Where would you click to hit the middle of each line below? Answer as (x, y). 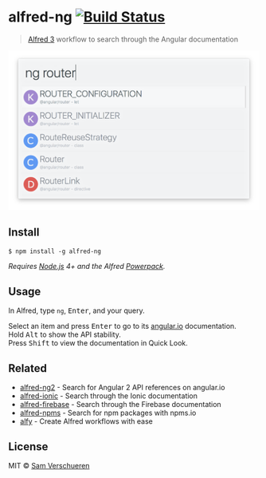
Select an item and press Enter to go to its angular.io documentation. (122, 326)
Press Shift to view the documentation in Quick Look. (98, 343)
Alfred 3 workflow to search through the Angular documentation (133, 39)
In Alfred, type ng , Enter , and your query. (76, 310)
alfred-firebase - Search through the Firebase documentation (120, 405)
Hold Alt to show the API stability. (65, 334)
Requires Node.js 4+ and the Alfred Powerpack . (87, 267)
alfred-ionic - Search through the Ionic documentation (108, 396)
